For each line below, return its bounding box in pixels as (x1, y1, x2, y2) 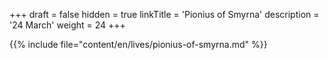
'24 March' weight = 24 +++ (9, 19, 126, 31)
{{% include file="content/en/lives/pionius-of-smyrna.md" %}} (9, 39, 268, 50)
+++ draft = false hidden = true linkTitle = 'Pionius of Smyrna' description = (9, 9, 320, 20)
